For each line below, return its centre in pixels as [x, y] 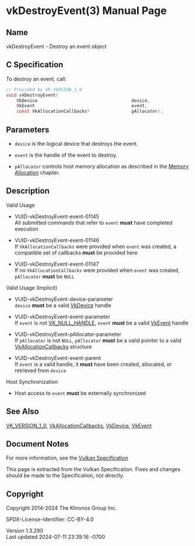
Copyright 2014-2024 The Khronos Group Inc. [61, 508]
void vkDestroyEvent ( [32, 95]
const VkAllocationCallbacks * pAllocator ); [90, 111]
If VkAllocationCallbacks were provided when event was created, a [95, 246]
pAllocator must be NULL [44, 276]
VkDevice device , [83, 101]
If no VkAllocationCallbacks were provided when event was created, [97, 270]
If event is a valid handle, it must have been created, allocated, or [93, 364]
